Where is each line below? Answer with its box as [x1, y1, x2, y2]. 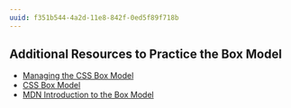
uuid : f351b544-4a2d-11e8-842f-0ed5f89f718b [9, 13, 179, 22]
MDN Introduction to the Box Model [22, 89, 155, 100]
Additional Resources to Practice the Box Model [9, 47, 282, 62]
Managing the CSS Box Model [22, 70, 134, 81]
